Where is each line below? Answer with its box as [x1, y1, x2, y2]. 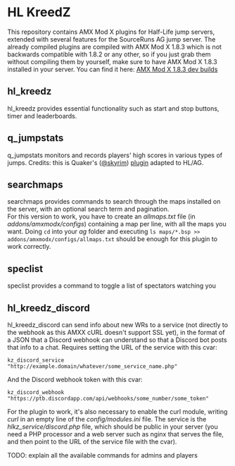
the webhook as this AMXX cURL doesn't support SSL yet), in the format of [7, 329, 225, 336]
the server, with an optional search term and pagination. [7, 205, 170, 214]
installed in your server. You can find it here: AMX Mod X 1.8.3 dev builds [7, 65, 218, 73]
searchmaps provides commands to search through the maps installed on [7, 197, 221, 206]
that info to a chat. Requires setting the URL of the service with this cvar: [7, 343, 217, 351]
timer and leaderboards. [7, 111, 77, 120]
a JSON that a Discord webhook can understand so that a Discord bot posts [7, 336, 227, 344]
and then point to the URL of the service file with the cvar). [7, 438, 177, 446]
